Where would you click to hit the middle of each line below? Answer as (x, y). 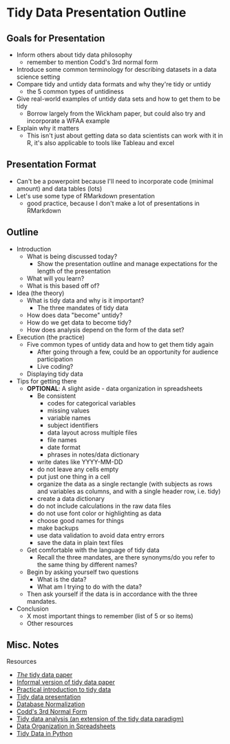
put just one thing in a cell (74, 476)
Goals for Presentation (56, 38)
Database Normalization (51, 704)
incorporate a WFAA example (68, 121)
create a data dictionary (71, 498)
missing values (69, 410)
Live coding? (55, 366)
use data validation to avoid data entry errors (101, 535)
